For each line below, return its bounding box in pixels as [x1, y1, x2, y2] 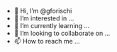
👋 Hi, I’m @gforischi [13, 7, 72, 15]
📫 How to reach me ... [13, 37, 80, 45]
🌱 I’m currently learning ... [13, 22, 90, 30]
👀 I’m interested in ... [13, 14, 74, 22]
